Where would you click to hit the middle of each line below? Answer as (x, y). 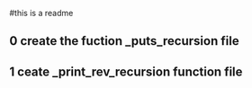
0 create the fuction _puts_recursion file (125, 41)
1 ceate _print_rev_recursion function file (126, 71)
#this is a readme (41, 13)
